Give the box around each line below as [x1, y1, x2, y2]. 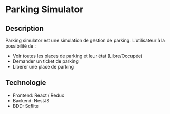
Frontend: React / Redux [12, 92, 64, 98]
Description [5, 24, 44, 33]
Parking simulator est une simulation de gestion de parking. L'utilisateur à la [5, 37, 165, 43]
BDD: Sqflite [12, 103, 39, 109]
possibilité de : [5, 43, 36, 49]
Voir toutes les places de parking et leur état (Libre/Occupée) [12, 53, 143, 59]
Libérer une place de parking [12, 64, 74, 70]
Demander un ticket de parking [12, 58, 79, 64]
